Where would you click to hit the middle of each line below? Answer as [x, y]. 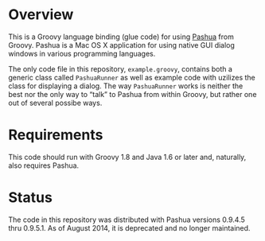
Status [31, 198]
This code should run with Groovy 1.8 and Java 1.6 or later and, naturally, [127, 157]
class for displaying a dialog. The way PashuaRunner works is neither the [126, 86]
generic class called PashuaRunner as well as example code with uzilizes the [132, 77]
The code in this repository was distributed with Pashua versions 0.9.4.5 [127, 220]
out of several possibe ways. [55, 103]
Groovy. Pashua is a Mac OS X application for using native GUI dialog [121, 45]
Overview [41, 15]
